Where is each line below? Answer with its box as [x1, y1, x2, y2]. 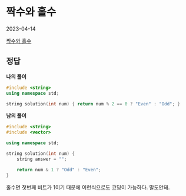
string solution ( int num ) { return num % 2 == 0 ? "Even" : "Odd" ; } [6, 101, 181, 107]
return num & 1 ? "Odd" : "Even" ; [16, 167, 101, 172]
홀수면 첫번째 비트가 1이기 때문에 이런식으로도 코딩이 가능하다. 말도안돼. [6, 184, 170, 191]
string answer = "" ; [16, 156, 67, 162]
